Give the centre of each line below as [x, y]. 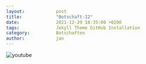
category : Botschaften [45, 33]
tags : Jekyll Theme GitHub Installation [73, 28]
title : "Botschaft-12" [50, 17]
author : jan [35, 38]
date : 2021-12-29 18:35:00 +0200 [64, 22]
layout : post [36, 11]
